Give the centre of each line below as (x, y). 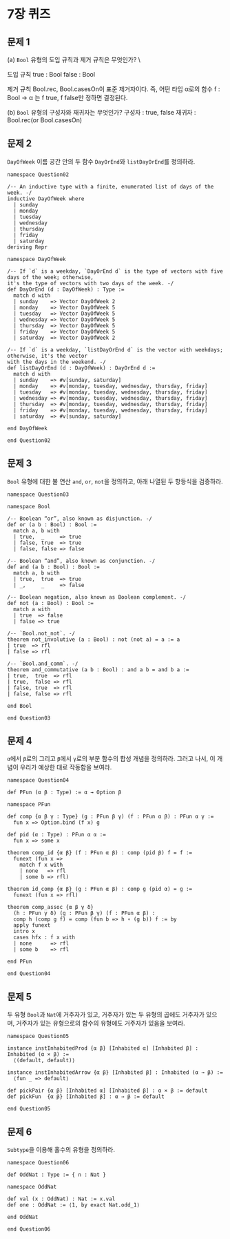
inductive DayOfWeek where (46, 199)
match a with (32, 609)
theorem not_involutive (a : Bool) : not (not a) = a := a (94, 640)
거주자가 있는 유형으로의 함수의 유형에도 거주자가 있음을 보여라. (101, 1024)
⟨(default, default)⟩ (44, 1061)
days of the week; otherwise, (51, 277)
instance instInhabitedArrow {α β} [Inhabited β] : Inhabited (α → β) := (115, 1073)
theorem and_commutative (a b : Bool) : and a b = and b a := (98, 670)
